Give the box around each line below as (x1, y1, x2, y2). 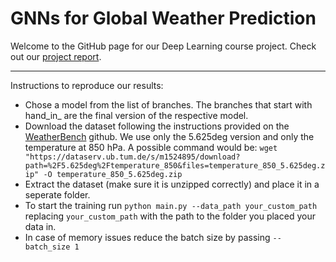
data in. (24, 220, 57, 232)
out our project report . (10, 50, 102, 62)
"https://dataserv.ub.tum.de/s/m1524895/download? (24, 152, 241, 162)
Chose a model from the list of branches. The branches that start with (24, 98, 313, 111)
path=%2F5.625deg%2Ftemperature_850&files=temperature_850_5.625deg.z (24, 160, 326, 171)
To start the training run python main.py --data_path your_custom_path (24, 199, 318, 211)
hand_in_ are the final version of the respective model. (24, 109, 249, 121)
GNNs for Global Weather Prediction (10, 7, 317, 30)
